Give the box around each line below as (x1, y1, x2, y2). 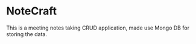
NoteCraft (6, 4, 57, 18)
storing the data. (6, 30, 47, 37)
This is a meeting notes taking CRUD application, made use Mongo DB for (6, 24, 190, 31)
